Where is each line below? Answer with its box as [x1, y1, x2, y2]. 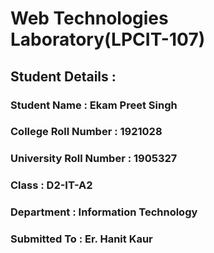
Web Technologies [10, 7, 169, 30]
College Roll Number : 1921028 [10, 125, 163, 139]
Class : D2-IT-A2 [10, 178, 93, 192]
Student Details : [10, 68, 117, 85]
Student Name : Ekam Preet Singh [10, 98, 178, 112]
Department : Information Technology [10, 205, 198, 219]
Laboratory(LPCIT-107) [10, 28, 206, 51]
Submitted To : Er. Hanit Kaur [10, 232, 153, 246]
